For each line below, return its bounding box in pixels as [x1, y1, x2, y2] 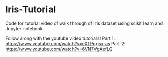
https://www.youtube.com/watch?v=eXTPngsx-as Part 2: [5, 40, 126, 46]
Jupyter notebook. [5, 25, 44, 31]
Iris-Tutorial [5, 4, 56, 15]
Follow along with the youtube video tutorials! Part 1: [5, 35, 115, 41]
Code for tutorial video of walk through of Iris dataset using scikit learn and [5, 20, 163, 26]
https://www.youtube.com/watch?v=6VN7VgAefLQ [5, 46, 113, 52]
